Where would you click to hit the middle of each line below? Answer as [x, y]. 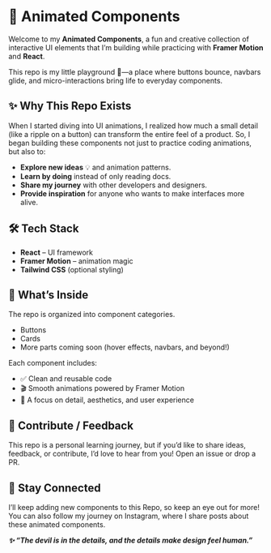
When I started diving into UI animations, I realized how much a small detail [133, 126]
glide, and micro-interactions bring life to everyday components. [116, 80]
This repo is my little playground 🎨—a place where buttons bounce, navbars [135, 71]
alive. [29, 202]
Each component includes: [53, 363]
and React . [27, 56]
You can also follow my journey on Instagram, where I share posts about [129, 516]
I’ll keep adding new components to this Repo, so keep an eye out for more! [134, 507]
